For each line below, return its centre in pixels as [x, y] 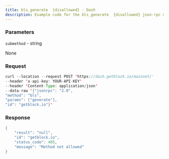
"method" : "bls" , [23, 95]
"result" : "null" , [33, 133]
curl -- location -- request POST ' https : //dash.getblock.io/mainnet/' [80, 77]
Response [18, 118]
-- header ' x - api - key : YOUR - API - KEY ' [44, 81]
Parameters [20, 32]
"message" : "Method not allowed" [49, 147]
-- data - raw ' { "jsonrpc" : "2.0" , [39, 91]
